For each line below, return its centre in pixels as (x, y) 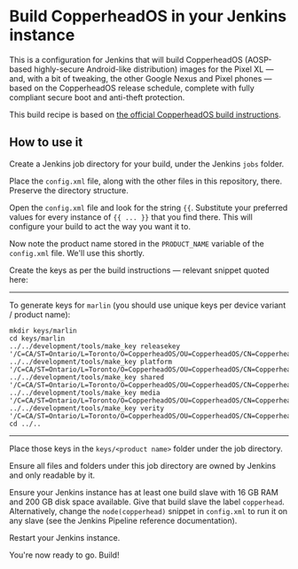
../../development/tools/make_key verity (87, 408)
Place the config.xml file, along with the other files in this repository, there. (145, 181)
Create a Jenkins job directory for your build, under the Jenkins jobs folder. (147, 164)
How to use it (46, 142)
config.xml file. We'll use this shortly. (77, 253)
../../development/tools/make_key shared (87, 377)
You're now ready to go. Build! (64, 555)
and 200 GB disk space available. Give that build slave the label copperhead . (147, 502)
